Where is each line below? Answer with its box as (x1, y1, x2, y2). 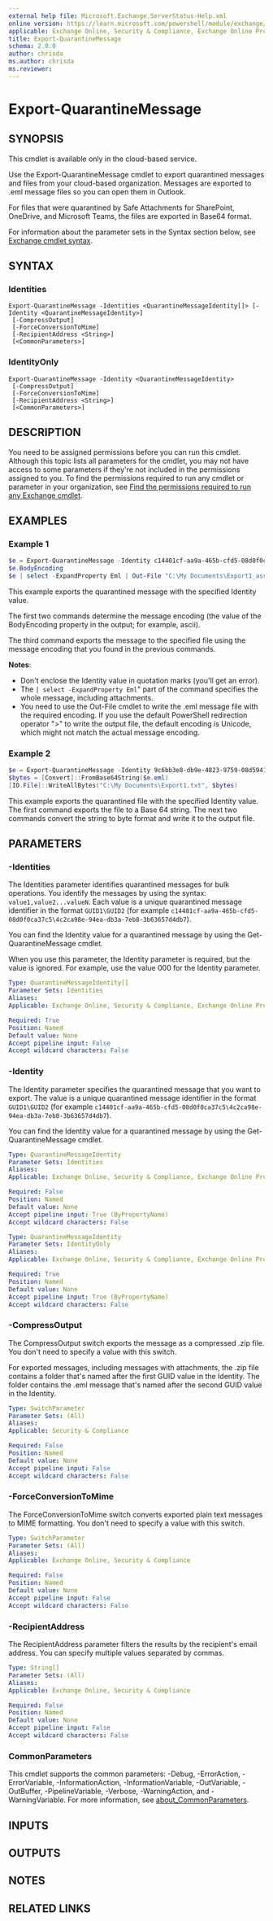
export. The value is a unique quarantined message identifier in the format (8, 1093, 257, 1102)
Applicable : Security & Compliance (8, 1427, 129, 1435)
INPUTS (8, 1818, 49, 1832)
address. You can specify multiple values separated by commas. (8, 1648, 225, 1658)
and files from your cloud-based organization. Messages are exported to (8, 178, 252, 188)
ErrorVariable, (8, 1778, 55, 1788)
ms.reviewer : (8, 65, 53, 73)
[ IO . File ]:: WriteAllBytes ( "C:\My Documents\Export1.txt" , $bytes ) (8, 781, 238, 789)
